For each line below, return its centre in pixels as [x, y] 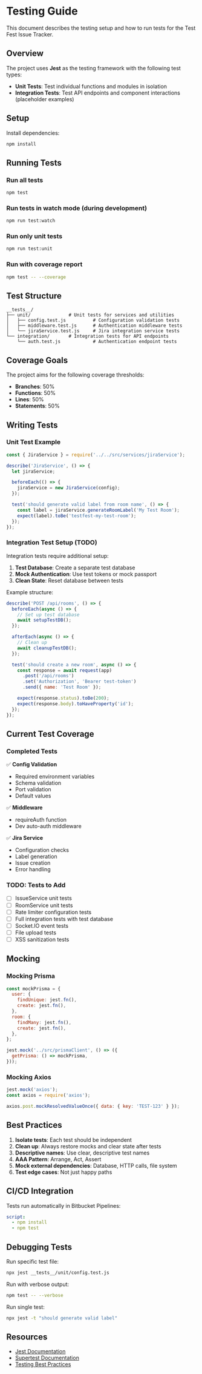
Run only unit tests [34, 236]
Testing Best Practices [43, 1364]
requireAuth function [41, 820]
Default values [33, 796]
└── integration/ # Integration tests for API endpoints [88, 337]
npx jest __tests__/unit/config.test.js [58, 1272]
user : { [21, 994]
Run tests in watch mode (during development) [77, 208]
